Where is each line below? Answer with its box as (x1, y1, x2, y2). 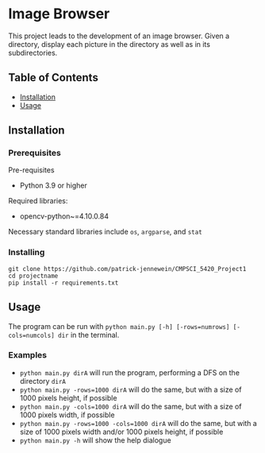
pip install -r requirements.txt (8, 279, 119, 287)
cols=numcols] (8, 331, 56, 339)
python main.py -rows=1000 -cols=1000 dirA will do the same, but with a (19, 418, 258, 428)
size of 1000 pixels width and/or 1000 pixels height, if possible (19, 427, 224, 436)
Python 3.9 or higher (19, 180, 87, 191)
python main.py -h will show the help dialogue (19, 435, 172, 445)
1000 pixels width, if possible (19, 410, 115, 420)
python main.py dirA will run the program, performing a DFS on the (19, 367, 240, 377)
